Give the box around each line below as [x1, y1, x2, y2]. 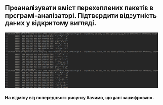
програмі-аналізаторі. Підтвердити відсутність [5, 12, 157, 20]
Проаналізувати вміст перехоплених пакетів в [5, 4, 154, 12]
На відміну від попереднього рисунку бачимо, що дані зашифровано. [5, 94, 154, 100]
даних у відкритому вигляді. [5, 19, 97, 27]
